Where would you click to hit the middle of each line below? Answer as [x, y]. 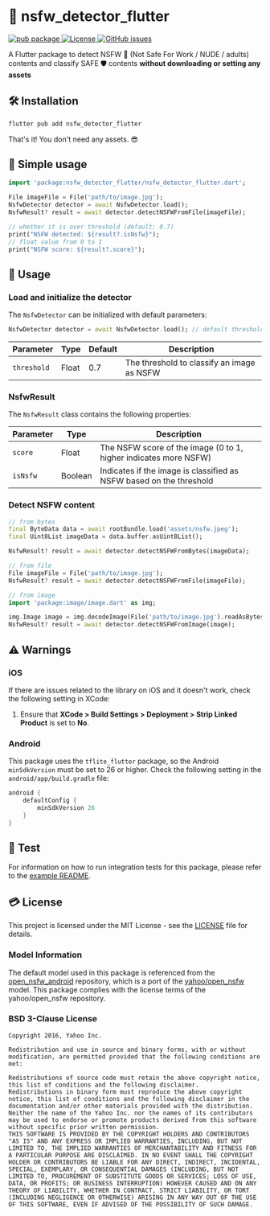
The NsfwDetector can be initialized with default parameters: [108, 315]
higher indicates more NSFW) [155, 458]
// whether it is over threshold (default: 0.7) [91, 227]
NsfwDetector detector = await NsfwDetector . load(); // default [118, 330]
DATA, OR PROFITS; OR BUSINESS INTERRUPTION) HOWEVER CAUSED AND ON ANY [133, 1183]
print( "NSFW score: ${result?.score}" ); [77, 249]
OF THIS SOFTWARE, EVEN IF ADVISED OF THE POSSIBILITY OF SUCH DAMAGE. [131, 1204]
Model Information [45, 955]
